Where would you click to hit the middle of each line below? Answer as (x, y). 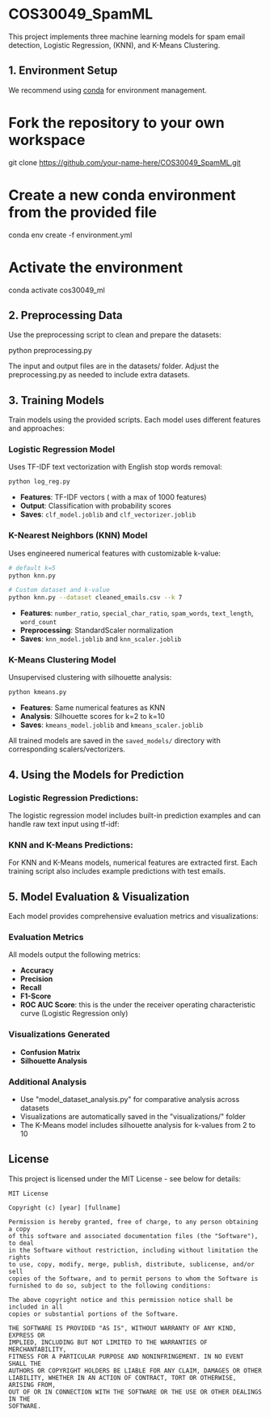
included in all (36, 1307)
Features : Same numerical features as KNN (93, 708)
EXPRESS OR (27, 1335)
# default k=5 (32, 568)
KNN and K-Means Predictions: (71, 845)
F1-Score (36, 996)
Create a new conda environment (122, 195)
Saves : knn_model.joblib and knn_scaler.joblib (101, 639)
